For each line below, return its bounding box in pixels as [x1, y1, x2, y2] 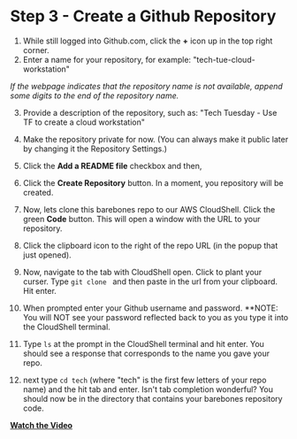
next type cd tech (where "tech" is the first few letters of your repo [22, 374, 267, 385]
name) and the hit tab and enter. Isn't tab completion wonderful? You [22, 383, 273, 395]
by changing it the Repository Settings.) [22, 143, 167, 154]
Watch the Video [10, 420, 73, 430]
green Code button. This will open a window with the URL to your [22, 213, 261, 224]
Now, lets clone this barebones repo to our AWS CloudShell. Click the [22, 204, 276, 214]
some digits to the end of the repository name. [10, 90, 179, 101]
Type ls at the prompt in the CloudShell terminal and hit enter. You [22, 338, 264, 349]
